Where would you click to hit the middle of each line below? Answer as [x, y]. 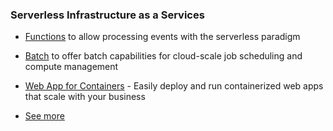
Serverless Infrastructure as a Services [107, 15]
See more [44, 116]
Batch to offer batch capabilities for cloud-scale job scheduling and [163, 56]
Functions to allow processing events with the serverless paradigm [162, 37]
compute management [71, 67]
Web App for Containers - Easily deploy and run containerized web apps [174, 86]
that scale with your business [85, 97]
